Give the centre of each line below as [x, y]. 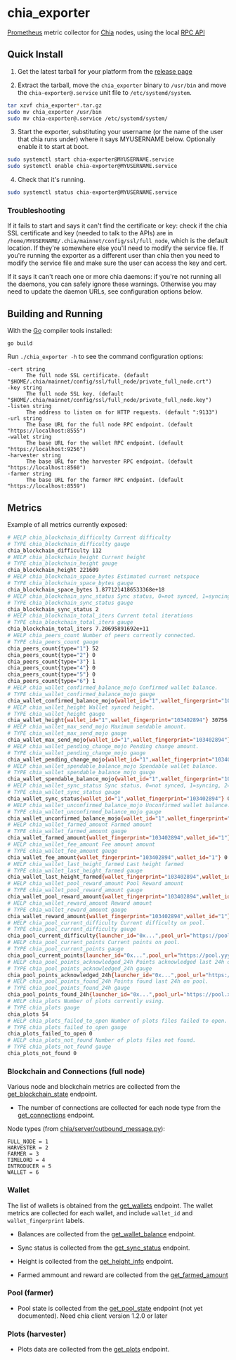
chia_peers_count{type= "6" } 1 [52, 681]
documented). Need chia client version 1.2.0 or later [92, 1316]
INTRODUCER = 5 [29, 1166]
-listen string [29, 406]
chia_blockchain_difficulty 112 [54, 550]
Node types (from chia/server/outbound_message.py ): [86, 1129]
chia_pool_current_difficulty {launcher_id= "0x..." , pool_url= [99, 936]
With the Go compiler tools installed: [60, 331]
